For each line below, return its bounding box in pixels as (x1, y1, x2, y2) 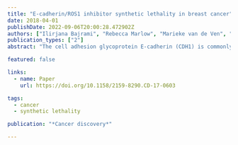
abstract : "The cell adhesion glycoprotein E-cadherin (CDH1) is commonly (7, 43, 233, 50)
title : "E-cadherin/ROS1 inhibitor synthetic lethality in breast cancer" (7, 10, 233, 18)
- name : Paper (13, 75, 55, 82)
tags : (7, 95, 23, 102)
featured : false (7, 56, 55, 64)
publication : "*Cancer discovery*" (7, 121, 113, 128)
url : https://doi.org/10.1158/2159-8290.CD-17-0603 (20, 82, 176, 89)
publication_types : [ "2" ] (7, 37, 84, 44)
